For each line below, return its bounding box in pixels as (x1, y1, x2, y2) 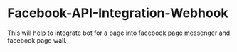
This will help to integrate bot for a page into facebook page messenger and (7, 28, 231, 37)
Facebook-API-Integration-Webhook (7, 5, 228, 21)
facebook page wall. (7, 36, 68, 44)
